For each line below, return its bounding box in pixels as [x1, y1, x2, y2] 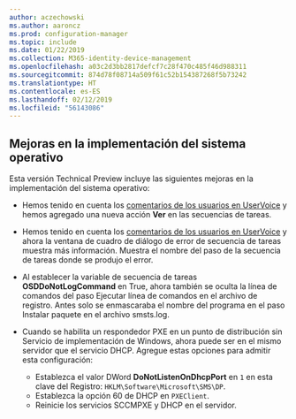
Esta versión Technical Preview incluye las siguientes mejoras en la [9, 173, 254, 184]
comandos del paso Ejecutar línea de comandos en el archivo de [21, 291, 258, 301]
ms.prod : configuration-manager [9, 29, 128, 38]
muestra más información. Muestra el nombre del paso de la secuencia [21, 245, 281, 256]
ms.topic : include [9, 37, 77, 47]
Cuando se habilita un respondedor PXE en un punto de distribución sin [21, 326, 283, 337]
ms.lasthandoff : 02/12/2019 [9, 95, 113, 104]
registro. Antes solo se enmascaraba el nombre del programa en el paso [21, 300, 285, 310]
